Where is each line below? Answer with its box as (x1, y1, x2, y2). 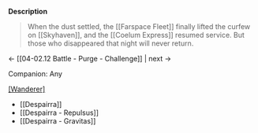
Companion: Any (8, 69, 63, 78)
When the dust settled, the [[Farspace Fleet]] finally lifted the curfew (27, 22, 251, 31)
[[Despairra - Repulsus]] (19, 108, 99, 117)
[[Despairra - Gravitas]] (19, 116, 96, 125)
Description (8, 7, 48, 16)
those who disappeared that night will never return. (27, 39, 194, 48)
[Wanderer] (8, 84, 46, 94)
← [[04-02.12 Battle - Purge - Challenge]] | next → (8, 54, 172, 63)
